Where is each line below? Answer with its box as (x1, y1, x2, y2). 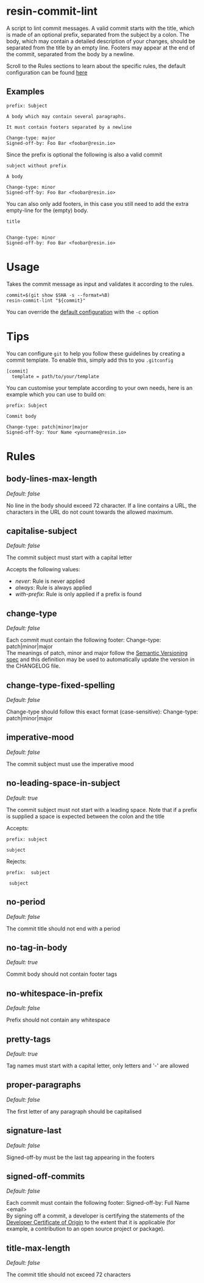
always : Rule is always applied (15, 584, 93, 591)
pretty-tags (6, 1034, 51, 1044)
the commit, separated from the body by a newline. (6, 50, 135, 57)
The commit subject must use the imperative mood (6, 760, 134, 767)
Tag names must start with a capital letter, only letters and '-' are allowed (6, 1062, 189, 1069)
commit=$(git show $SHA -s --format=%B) (6, 292, 111, 298)
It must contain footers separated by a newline (6, 124, 132, 130)
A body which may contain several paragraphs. (6, 113, 127, 120)
